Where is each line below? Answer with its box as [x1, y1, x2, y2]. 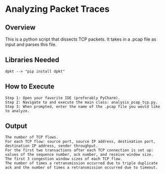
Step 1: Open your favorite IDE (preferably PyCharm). [5, 95, 121, 100]
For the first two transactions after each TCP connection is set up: [5, 148, 154, 153]
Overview [5, 23, 36, 32]
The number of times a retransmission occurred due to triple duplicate [5, 161, 158, 166]
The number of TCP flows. [5, 135, 58, 140]
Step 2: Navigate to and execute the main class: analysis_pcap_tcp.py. [5, 100, 158, 105]
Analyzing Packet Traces [5, 3, 110, 15]
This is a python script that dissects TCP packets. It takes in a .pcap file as [5, 36, 157, 42]
